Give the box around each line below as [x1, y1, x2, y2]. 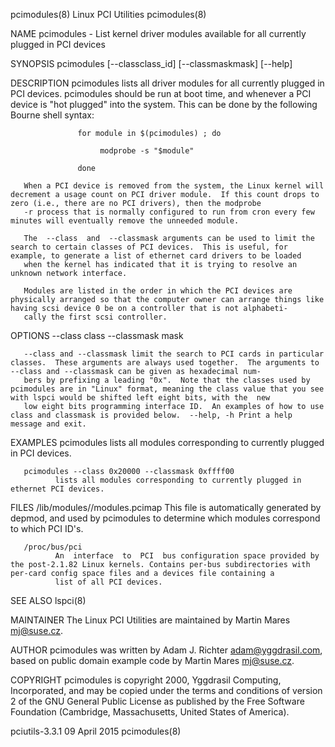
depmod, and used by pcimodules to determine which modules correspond [10, 512, 321, 524]
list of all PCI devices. [54, 577, 163, 587]
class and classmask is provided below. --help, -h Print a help [10, 410, 293, 420]
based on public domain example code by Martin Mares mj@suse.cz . [10, 655, 295, 666]
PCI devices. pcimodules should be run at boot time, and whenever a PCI [10, 88, 312, 99]
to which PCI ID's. [10, 523, 84, 534]
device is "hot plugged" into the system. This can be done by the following [10, 99, 318, 110]
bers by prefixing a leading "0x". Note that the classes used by [23, 375, 311, 385]
